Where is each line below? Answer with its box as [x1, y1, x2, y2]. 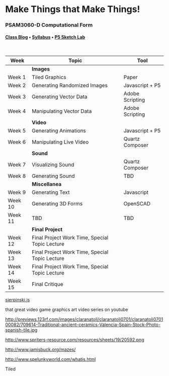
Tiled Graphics [32, 74, 66, 81]
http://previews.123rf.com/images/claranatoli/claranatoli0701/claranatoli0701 [5, 316, 163, 323]
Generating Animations [32, 127, 87, 134]
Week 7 [8, 161, 26, 168]
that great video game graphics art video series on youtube [5, 307, 128, 313]
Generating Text [32, 189, 70, 196]
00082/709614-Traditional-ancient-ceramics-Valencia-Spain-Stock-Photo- [5, 322, 161, 328]
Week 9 [8, 189, 26, 196]
